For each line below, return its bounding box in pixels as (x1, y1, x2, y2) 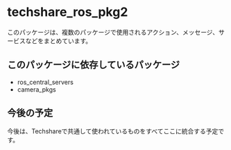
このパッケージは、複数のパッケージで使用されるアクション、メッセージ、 (7, 28, 219, 36)
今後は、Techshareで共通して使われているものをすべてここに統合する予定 (7, 126, 219, 135)
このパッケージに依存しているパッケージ (7, 59, 180, 71)
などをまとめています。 (25, 36, 92, 45)
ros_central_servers (17, 78, 74, 86)
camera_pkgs (17, 85, 57, 94)
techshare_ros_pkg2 (7, 4, 128, 20)
